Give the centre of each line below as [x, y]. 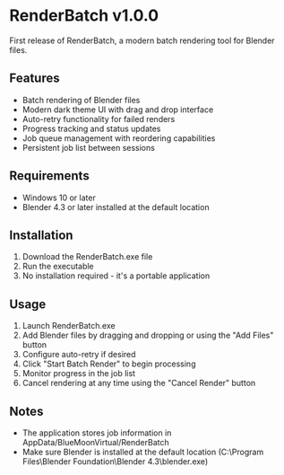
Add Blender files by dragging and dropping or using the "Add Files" [148, 335]
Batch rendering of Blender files [81, 100]
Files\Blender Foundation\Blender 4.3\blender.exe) [115, 462]
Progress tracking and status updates [91, 128]
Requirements [49, 176]
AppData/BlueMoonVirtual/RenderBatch [96, 442]
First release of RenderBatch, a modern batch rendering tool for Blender [142, 40]
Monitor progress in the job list [79, 374]
